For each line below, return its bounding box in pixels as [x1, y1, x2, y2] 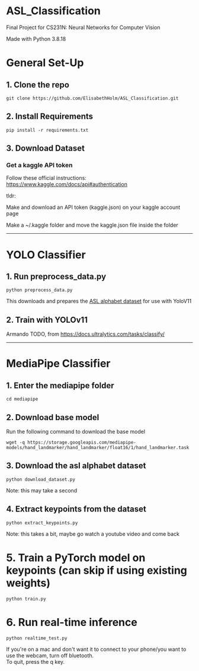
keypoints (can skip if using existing [6, 564, 188, 577]
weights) [6, 576, 51, 590]
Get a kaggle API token [6, 161, 73, 170]
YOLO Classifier [6, 248, 86, 262]
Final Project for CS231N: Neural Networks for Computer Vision [6, 24, 161, 31]
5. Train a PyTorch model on [6, 551, 146, 564]
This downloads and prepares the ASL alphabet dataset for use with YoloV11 [6, 298, 192, 305]
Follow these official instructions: [6, 174, 87, 182]
